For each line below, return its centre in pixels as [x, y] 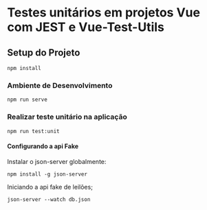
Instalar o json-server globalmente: [57, 161]
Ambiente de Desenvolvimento [60, 85]
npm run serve [28, 100]
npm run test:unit [33, 131]
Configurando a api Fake [43, 146]
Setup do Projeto [44, 52]
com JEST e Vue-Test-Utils [86, 27]
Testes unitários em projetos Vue [104, 13]
